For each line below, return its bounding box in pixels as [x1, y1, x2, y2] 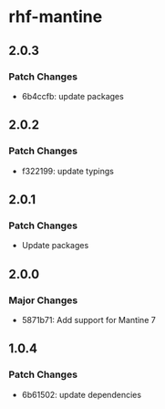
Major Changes [8, 294, 78, 307]
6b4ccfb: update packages [21, 90, 124, 101]
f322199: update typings [21, 165, 115, 176]
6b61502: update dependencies [21, 389, 142, 400]
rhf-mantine [8, 6, 103, 27]
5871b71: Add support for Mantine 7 [21, 314, 156, 325]
